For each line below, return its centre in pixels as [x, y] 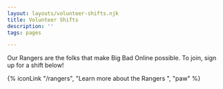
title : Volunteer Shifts [43, 20]
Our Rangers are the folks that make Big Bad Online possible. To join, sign [112, 58]
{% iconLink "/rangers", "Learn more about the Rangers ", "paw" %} [104, 79]
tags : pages [24, 33]
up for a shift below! [36, 65]
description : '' [30, 26]
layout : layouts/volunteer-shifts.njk [63, 13]
